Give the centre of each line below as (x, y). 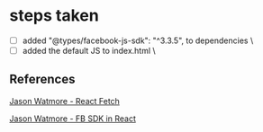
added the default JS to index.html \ (89, 51)
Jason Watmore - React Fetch (64, 101)
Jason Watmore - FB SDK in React (73, 119)
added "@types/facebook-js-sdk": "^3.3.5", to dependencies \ (138, 40)
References (42, 79)
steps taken (54, 16)
